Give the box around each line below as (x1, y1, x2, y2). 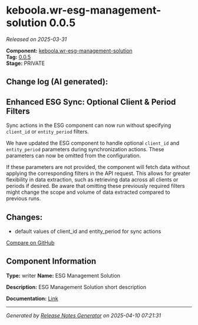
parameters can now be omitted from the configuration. (6, 152, 141, 160)
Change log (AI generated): (6, 77, 108, 87)
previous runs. (6, 195, 41, 202)
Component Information (6, 256, 97, 266)
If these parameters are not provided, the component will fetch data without (6, 164, 190, 171)
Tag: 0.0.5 (6, 53, 31, 60)
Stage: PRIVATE (6, 60, 45, 67)
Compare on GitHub (6, 239, 55, 246)
